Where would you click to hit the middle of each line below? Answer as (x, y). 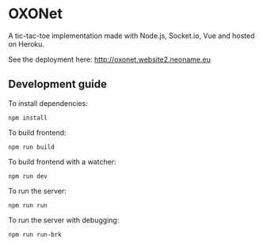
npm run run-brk (35, 234)
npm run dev (28, 176)
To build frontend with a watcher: (62, 161)
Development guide (58, 84)
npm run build (32, 147)
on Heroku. (27, 44)
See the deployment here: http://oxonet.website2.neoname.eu (110, 59)
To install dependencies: (48, 103)
